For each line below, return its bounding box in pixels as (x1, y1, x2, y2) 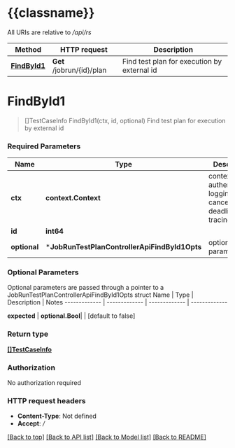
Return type (7, 329, 49, 339)
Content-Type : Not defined (17, 412, 97, 421)
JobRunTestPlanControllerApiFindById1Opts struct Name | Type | (7, 290, 194, 299)
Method (15, 44, 42, 54)
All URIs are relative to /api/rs (7, 28, 92, 36)
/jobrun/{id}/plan (52, 65, 107, 75)
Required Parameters (7, 141, 81, 151)
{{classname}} (7, 5, 95, 21)
